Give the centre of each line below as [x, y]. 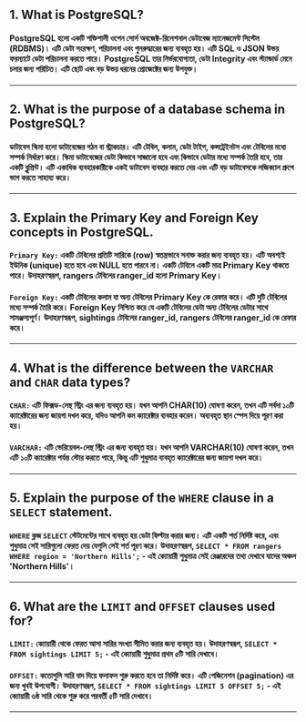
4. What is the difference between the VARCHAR [142, 368]
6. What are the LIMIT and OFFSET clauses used [143, 606]
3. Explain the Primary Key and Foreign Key [134, 218]
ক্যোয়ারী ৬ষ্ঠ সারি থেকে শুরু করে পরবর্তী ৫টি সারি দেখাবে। [81, 696]
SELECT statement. [61, 512]
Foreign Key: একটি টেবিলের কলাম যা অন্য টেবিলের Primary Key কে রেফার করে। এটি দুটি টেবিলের [148, 297]
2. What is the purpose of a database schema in [147, 109]
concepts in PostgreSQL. [82, 232]
